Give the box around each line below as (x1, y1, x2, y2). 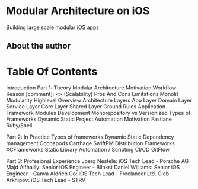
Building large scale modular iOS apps (6, 24, 100, 31)
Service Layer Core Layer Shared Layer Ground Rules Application (6, 103, 166, 110)
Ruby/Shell (6, 122, 33, 129)
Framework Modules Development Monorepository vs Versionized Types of (6, 110, 191, 117)
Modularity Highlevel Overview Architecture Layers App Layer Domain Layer (6, 97, 193, 104)
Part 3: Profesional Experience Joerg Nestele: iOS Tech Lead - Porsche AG (6, 158, 189, 165)
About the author (6, 41, 71, 51)
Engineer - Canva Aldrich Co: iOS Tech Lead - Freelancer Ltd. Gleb (6, 170, 170, 177)
